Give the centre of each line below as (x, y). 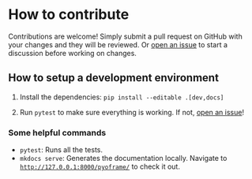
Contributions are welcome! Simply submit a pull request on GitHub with (125, 36)
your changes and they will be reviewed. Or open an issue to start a (118, 44)
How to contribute (69, 15)
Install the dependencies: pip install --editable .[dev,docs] (122, 97)
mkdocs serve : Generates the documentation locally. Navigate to (123, 158)
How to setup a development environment (114, 78)
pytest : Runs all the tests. (61, 150)
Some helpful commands (57, 132)
